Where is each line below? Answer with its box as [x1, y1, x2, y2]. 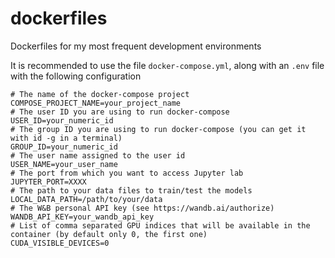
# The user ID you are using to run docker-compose [10, 107, 230, 117]
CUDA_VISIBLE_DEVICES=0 [10, 238, 110, 248]
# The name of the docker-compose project [10, 89, 190, 99]
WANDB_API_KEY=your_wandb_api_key [10, 212, 155, 222]
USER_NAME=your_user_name [10, 159, 118, 169]
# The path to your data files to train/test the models [10, 185, 253, 196]
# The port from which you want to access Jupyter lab [10, 168, 244, 178]
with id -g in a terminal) [10, 133, 123, 143]
